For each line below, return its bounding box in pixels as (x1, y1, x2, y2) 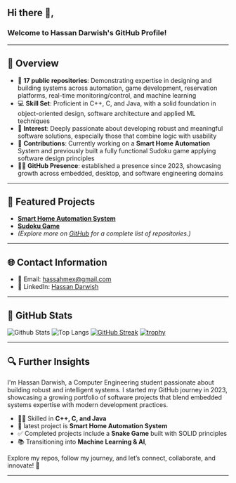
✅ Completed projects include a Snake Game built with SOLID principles (17, 429, 227, 437)
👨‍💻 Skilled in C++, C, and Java (17, 414, 107, 423)
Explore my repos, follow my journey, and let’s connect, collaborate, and (7, 453, 216, 462)
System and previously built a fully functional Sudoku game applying (17, 146, 216, 155)
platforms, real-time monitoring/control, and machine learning (17, 91, 197, 99)
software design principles (17, 154, 95, 162)
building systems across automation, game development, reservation (17, 84, 218, 92)
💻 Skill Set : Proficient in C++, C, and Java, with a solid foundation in (17, 99, 216, 108)
